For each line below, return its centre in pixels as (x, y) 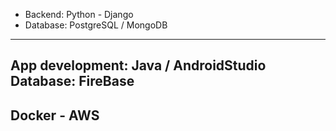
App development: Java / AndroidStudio (138, 65)
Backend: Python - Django (79, 14)
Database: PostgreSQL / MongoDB (96, 25)
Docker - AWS (55, 115)
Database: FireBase (72, 81)
